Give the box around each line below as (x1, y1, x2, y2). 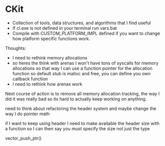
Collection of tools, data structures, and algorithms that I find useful (12, 20, 151, 26)
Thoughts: (5, 45, 26, 51)
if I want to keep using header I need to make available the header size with (5, 120, 160, 126)
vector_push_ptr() (5, 135, 42, 141)
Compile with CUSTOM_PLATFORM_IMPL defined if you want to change (12, 30, 161, 36)
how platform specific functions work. (12, 36, 90, 42)
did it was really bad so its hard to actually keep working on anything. (5, 96, 147, 102)
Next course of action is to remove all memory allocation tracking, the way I (5, 91, 160, 97)
